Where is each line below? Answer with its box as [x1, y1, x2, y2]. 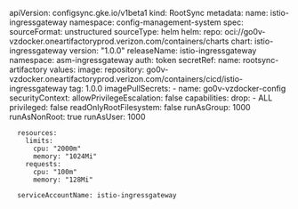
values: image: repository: [49, 64, 145, 75]
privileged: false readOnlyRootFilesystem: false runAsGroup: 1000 [9, 102, 251, 112]
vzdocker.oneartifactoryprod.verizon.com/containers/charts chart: [9, 36, 254, 46]
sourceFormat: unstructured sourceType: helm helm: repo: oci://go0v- [9, 27, 266, 36]
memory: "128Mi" [32, 175, 93, 184]
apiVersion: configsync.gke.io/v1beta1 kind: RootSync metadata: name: [9, 8, 269, 18]
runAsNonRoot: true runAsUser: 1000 [9, 111, 146, 122]
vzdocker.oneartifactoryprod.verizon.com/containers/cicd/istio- [9, 74, 244, 84]
